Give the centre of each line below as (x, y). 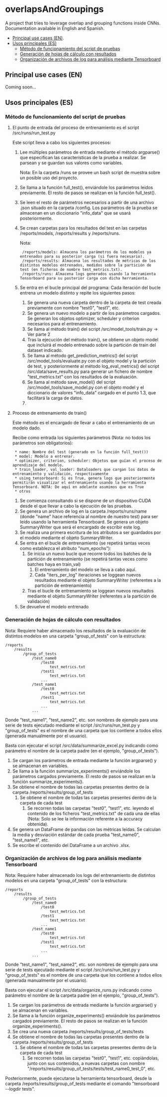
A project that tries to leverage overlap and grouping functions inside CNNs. (83, 23)
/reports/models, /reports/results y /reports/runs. (70, 234)
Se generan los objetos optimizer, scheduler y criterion (83, 318)
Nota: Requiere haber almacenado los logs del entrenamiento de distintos (80, 875)
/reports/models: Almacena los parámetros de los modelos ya (87, 252)
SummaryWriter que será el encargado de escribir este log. (81, 527)
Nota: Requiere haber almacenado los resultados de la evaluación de (76, 630)
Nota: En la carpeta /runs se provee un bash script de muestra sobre (90, 173)
